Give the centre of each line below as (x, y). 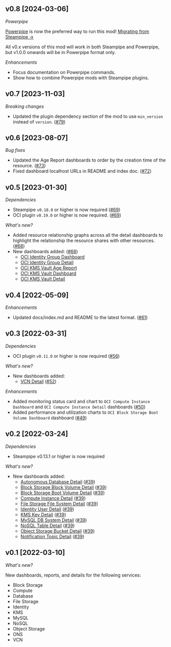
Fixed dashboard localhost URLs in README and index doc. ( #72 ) (82, 171)
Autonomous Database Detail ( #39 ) (58, 482)
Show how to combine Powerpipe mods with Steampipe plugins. (81, 78)
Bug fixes (15, 150)
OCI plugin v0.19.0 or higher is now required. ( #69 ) (67, 215)
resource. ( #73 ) (29, 166)
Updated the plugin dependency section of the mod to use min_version (88, 116)
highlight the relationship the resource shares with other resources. (84, 241)
